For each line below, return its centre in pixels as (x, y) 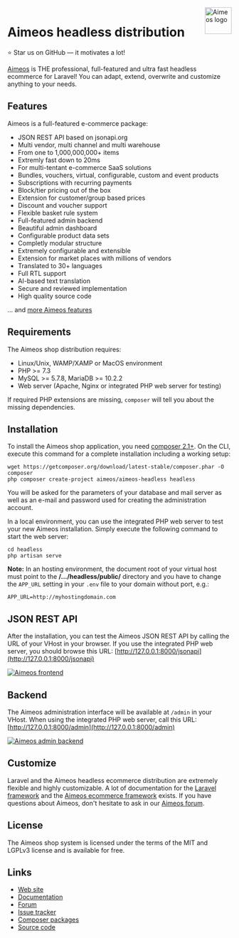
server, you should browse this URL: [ (62, 651)
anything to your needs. (42, 84)
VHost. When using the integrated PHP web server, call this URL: (102, 720)
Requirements (39, 332)
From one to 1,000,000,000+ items (68, 152)
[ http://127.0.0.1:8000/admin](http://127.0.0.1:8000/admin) (91, 727)
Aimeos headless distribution (96, 32)
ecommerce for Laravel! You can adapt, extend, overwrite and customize (114, 76)
